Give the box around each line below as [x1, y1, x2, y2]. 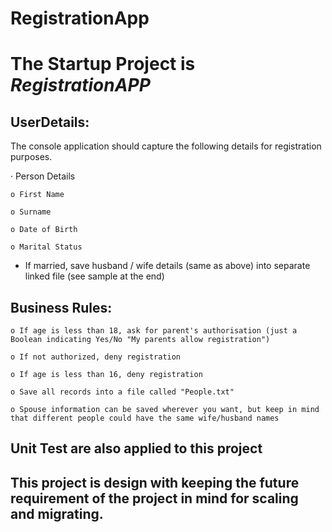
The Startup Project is [10, 53, 196, 76]
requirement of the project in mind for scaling [10, 490, 299, 507]
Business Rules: [10, 299, 113, 316]
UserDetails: [10, 113, 90, 131]
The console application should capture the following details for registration [10, 140, 322, 152]
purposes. [10, 151, 53, 163]
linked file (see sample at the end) [24, 270, 165, 282]
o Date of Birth [10, 225, 78, 235]
